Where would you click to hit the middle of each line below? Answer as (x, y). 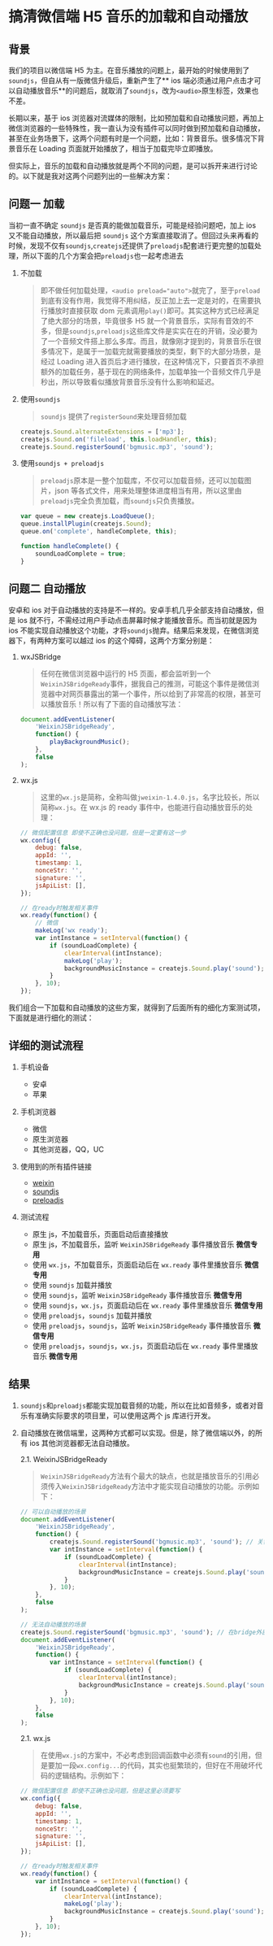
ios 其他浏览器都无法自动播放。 (82, 1443)
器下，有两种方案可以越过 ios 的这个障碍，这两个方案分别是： (112, 640)
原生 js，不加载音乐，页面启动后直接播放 (100, 1234)
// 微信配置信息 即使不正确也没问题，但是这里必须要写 (100, 1791)
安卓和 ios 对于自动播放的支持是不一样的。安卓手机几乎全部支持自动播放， (133, 610)
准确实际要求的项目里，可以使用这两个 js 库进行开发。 (125, 1415)
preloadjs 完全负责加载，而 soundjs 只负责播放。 (119, 501)
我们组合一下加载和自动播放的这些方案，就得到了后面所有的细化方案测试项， (136, 1008)
